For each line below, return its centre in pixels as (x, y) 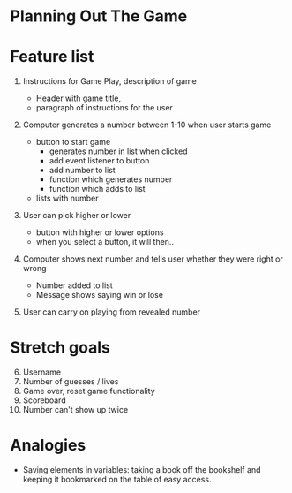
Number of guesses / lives (71, 382)
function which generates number (111, 179)
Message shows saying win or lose (100, 295)
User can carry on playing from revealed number (112, 312)
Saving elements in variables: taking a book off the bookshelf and (142, 470)
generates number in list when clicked (118, 151)
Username (41, 372)
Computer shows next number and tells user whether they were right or (153, 259)
